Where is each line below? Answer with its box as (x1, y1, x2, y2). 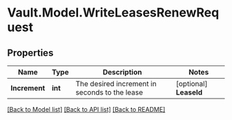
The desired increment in (75, 79, 157, 88)
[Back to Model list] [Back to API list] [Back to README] (7, 106, 166, 113)
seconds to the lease (75, 88, 144, 97)
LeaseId (175, 88, 203, 97)
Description (102, 68, 142, 77)
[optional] (175, 79, 208, 88)
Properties (7, 47, 54, 59)
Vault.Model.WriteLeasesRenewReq (7, 5, 220, 21)
